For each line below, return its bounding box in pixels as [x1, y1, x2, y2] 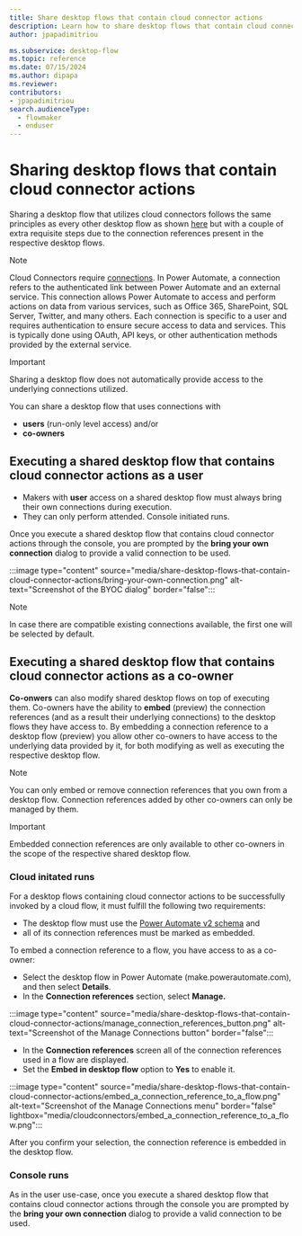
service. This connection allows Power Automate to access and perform [9, 291, 277, 302]
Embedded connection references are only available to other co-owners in [9, 838, 285, 849]
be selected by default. [9, 628, 95, 639]
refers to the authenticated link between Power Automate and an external [9, 282, 281, 293]
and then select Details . [22, 981, 111, 991]
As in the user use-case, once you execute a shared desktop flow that [9, 1189, 270, 1200]
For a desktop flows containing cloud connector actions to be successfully [9, 891, 286, 902]
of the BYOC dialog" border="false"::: [75, 583, 216, 594]
